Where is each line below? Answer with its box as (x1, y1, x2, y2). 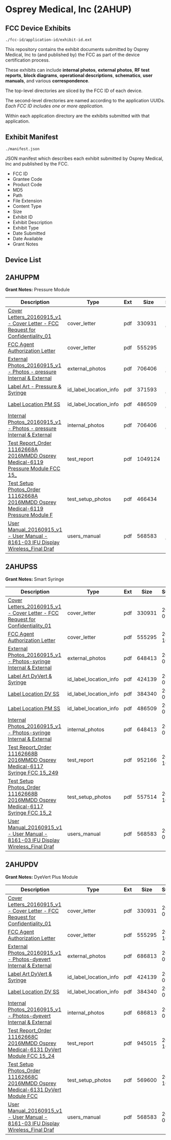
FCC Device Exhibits (5, 24, 71, 33)
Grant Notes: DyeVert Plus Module (5, 874, 78, 880)
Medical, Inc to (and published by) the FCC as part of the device (5, 52, 140, 58)
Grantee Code (12, 176, 42, 182)
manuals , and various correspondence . (5, 78, 90, 84)
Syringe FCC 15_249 (8, 769, 59, 776)
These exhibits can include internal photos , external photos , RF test (5, 67, 150, 73)
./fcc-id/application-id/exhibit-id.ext (5, 37, 93, 42)
